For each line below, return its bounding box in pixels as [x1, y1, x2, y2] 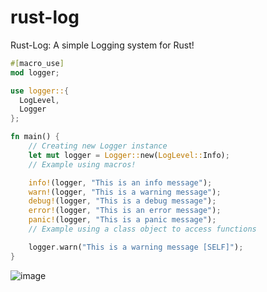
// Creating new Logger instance [28, 141, 168, 151]
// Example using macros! [28, 159, 137, 170]
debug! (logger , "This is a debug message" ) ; [28, 196, 217, 206]
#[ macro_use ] [10, 58, 65, 68]
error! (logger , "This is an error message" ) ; [28, 206, 222, 216]
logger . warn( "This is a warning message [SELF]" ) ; [28, 242, 244, 252]
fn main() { [10, 132, 60, 142]
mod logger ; [10, 67, 60, 78]
